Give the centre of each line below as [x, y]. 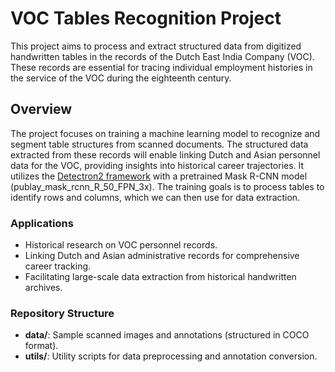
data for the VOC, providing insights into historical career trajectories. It [157, 165]
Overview [41, 109]
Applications [42, 223]
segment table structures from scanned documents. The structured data [159, 144]
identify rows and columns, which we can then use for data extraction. [155, 197]
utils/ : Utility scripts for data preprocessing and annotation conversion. [171, 356]
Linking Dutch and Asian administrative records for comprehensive [162, 256]
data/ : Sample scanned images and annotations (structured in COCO [167, 335]
